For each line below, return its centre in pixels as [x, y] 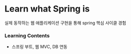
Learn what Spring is [47, 9]
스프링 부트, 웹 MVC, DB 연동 [39, 47]
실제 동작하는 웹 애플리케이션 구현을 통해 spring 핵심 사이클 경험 [65, 23]
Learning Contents [27, 36]
